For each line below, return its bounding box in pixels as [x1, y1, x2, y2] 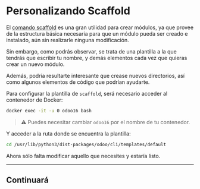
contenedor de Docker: [6, 96, 63, 103]
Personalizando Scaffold [6, 4, 131, 18]
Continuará [6, 175, 49, 185]
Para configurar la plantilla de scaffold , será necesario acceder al [6, 90, 168, 97]
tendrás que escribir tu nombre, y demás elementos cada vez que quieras [6, 54, 187, 61]
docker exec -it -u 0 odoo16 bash [6, 108, 92, 114]
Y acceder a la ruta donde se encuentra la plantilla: [6, 130, 131, 137]
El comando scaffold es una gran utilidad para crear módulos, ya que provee [6, 24, 194, 31]
